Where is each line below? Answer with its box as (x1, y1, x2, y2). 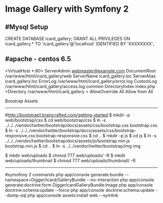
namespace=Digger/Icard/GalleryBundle (5, 177, 86, 183)
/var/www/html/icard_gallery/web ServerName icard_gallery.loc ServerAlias (5, 73, 156, 79)
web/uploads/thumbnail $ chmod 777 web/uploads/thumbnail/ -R (5, 157, 136, 164)
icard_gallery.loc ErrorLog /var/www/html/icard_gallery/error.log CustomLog (5, 78, 157, 84)
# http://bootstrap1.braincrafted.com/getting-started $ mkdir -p (5, 112, 130, 118)
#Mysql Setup (5, 23, 49, 31)
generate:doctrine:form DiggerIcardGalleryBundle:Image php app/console (5, 182, 153, 188)
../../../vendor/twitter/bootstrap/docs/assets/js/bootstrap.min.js (5, 138, 130, 144)
